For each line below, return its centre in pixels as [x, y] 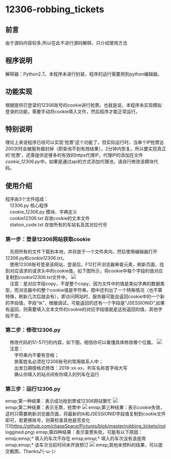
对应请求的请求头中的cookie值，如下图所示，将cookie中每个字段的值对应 [86, 271]
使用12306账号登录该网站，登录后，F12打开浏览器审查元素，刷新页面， [85, 264]
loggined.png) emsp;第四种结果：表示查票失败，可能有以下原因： [74, 432]
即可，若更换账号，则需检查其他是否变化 [48, 420]
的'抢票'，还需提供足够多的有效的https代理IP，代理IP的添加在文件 [74, 155]
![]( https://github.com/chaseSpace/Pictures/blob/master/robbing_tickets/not [86, 426]
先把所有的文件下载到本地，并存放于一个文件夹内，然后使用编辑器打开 [83, 251]
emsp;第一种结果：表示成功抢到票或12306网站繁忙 [59, 401]
